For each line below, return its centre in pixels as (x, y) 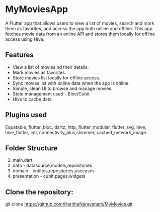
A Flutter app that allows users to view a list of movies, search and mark (80, 23)
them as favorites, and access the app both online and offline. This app (79, 28)
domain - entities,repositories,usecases (53, 171)
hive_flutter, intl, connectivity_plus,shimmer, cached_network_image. (76, 132)
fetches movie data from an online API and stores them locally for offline (80, 34)
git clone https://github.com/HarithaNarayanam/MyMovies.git (69, 204)
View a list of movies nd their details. (51, 67)
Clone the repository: (39, 192)
